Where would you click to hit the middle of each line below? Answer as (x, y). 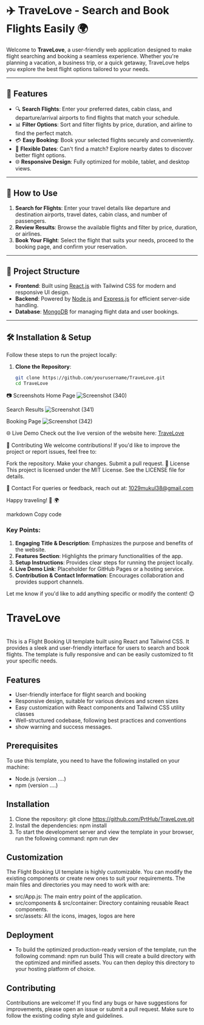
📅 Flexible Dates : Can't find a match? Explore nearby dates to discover (104, 149)
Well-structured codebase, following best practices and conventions (101, 720)
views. (23, 168)
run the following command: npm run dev (66, 838)
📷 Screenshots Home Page (41, 395)
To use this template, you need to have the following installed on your (93, 760)
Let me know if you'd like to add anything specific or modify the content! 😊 (100, 594)
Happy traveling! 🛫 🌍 (33, 500)
